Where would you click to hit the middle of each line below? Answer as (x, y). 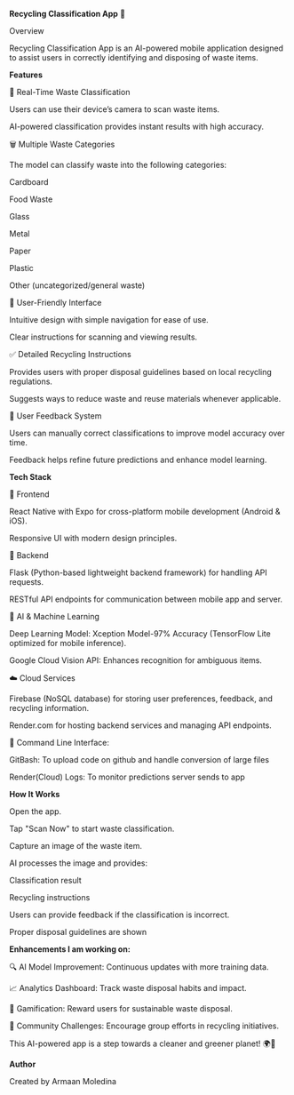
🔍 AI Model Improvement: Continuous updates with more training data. (139, 967)
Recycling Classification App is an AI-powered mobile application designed (147, 48)
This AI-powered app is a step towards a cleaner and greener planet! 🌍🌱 (143, 1043)
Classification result (45, 880)
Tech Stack (30, 477)
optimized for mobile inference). (68, 643)
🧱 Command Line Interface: (59, 743)
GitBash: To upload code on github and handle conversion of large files (139, 759)
